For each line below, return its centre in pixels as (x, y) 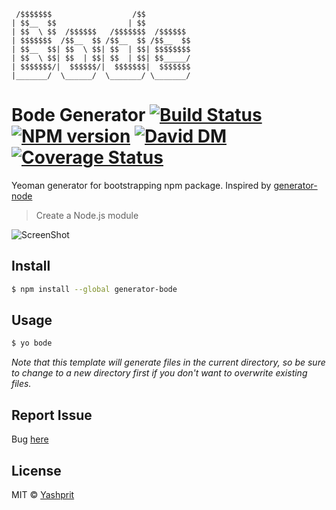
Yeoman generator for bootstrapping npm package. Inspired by (141, 185)
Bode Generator (78, 115)
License (36, 470)
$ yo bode (32, 343)
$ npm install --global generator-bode (94, 289)
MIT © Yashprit (43, 494)
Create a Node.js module (87, 215)
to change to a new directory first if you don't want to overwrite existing (159, 373)
